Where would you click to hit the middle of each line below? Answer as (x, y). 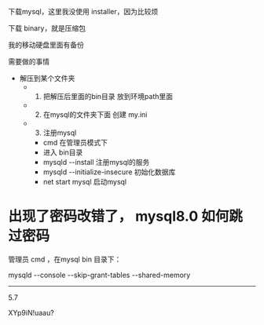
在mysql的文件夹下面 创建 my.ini (95, 115)
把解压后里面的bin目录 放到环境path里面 (108, 96)
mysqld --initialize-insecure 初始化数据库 (109, 172)
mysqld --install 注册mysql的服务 (96, 162)
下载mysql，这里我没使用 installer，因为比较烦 (83, 11)
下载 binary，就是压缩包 (47, 28)
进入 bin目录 (63, 152)
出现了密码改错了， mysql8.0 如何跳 (126, 216)
